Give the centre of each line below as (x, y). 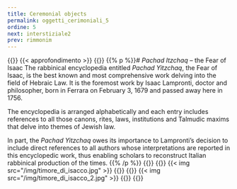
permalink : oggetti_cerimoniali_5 (58, 21)
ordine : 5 (22, 27)
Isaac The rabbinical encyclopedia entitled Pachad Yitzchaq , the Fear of (112, 68)
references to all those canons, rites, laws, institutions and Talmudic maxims (118, 119)
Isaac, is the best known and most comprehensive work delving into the (112, 76)
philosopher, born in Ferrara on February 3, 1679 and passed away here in (115, 91)
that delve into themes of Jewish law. (61, 127)
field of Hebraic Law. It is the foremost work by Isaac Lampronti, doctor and (117, 83)
